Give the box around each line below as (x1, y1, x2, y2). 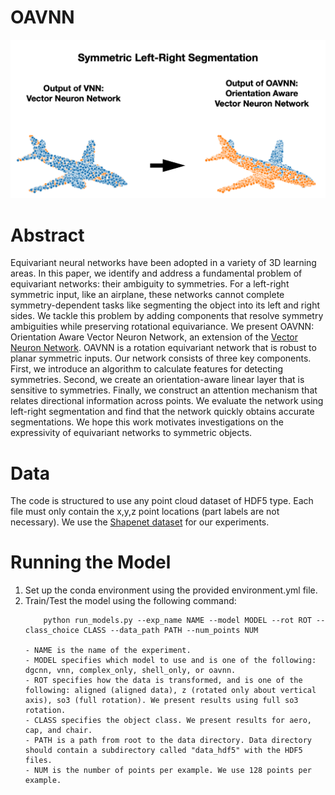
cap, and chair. (24, 726, 93, 736)
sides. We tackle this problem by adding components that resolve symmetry (10, 310, 324, 322)
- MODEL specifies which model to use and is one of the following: (24, 656, 317, 666)
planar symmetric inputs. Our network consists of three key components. (10, 352, 312, 365)
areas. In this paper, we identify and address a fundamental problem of (10, 267, 303, 280)
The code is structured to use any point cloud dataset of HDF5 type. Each (10, 495, 314, 507)
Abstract (10, 224, 85, 246)
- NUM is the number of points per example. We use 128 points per (24, 766, 312, 776)
